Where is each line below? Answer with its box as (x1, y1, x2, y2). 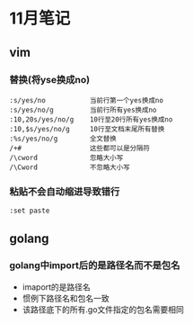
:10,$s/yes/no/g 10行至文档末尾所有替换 (9, 124, 165, 133)
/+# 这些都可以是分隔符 (9, 143, 151, 153)
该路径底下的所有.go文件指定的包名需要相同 (22, 303, 184, 315)
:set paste (9, 206, 50, 216)
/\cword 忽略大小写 (9, 153, 124, 162)
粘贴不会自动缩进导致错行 (9, 185, 120, 198)
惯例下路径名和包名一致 (22, 292, 110, 303)
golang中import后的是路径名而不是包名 (9, 259, 180, 272)
